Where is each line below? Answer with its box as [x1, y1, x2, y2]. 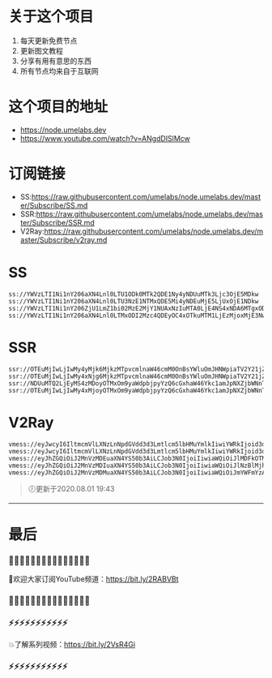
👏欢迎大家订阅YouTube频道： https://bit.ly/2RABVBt [8, 574, 180, 584]
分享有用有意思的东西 [19, 56, 91, 66]
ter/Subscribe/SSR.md [19, 217, 95, 227]
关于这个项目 [8, 7, 95, 26]
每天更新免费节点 [19, 36, 78, 45]
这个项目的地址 [8, 98, 108, 116]
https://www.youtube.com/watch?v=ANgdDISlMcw [19, 133, 190, 143]
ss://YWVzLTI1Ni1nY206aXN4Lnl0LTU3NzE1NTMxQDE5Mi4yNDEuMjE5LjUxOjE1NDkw [8, 297, 259, 305]
